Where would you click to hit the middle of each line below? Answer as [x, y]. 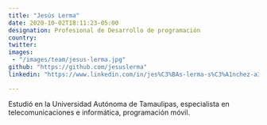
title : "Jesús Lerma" [44, 15]
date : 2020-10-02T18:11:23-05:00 [64, 23]
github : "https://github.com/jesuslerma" [78, 67]
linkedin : [25, 74]
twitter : [23, 45]
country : [23, 38]
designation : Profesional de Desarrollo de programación [104, 30]
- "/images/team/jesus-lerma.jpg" [69, 60]
